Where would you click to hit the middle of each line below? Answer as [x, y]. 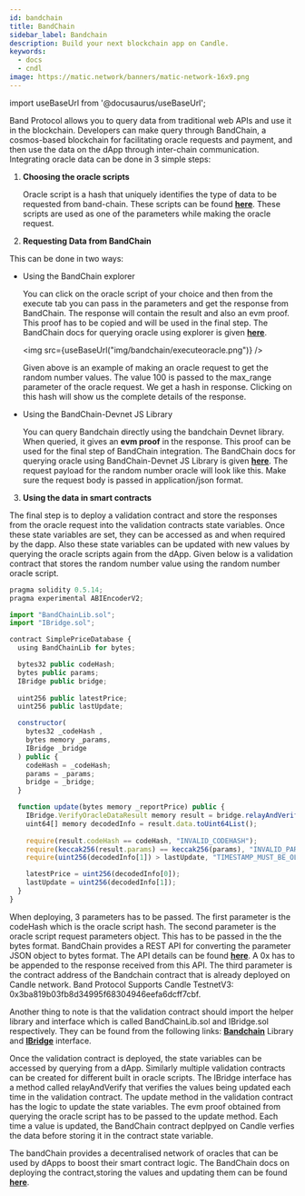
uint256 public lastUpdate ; [71, 707]
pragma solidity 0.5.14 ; [56, 590]
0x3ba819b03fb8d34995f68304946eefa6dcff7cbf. [105, 994]
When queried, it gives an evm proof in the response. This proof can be [157, 441]
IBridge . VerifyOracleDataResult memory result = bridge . [136, 815]
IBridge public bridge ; [62, 681]
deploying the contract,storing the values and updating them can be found [148, 1172]
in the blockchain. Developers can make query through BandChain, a [138, 130]
